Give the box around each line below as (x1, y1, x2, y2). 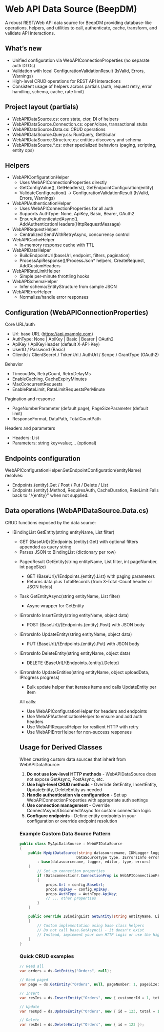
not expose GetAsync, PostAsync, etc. (26, 776, 104, 782)
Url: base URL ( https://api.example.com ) (12, 331, 94, 337)
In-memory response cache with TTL (19, 242, 94, 248)
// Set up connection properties (37, 869, 105, 874)
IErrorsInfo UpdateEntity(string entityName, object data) (19, 631, 132, 637)
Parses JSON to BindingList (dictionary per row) (19, 549, 116, 555)
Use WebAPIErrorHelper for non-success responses (26, 729, 132, 735)
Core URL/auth (5, 321, 35, 327)
